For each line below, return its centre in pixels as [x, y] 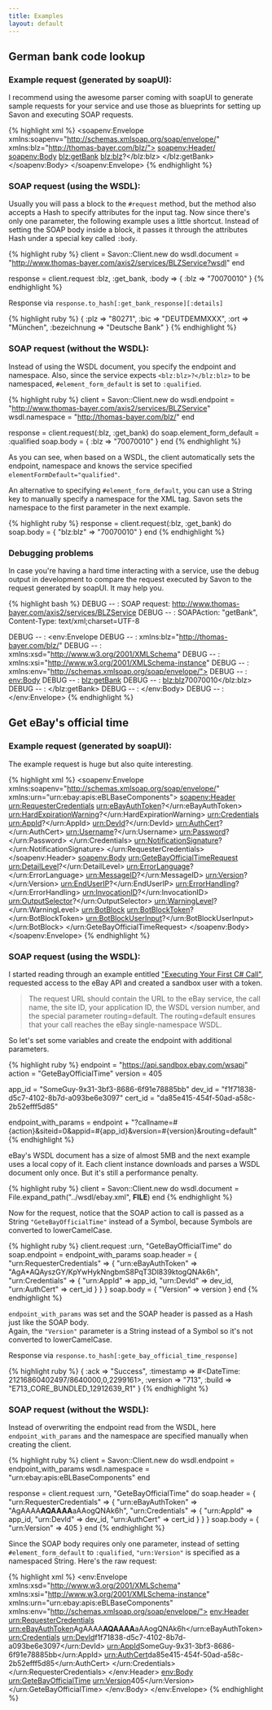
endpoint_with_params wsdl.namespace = [79, 1469]
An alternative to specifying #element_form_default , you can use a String [130, 490]
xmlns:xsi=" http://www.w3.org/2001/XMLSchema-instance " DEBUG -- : [129, 663]
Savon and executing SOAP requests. [71, 115]
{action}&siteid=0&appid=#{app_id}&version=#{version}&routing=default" [133, 1131]
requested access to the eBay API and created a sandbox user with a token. [136, 983]
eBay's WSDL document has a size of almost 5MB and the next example [129, 1155]
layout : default [36, 24]
